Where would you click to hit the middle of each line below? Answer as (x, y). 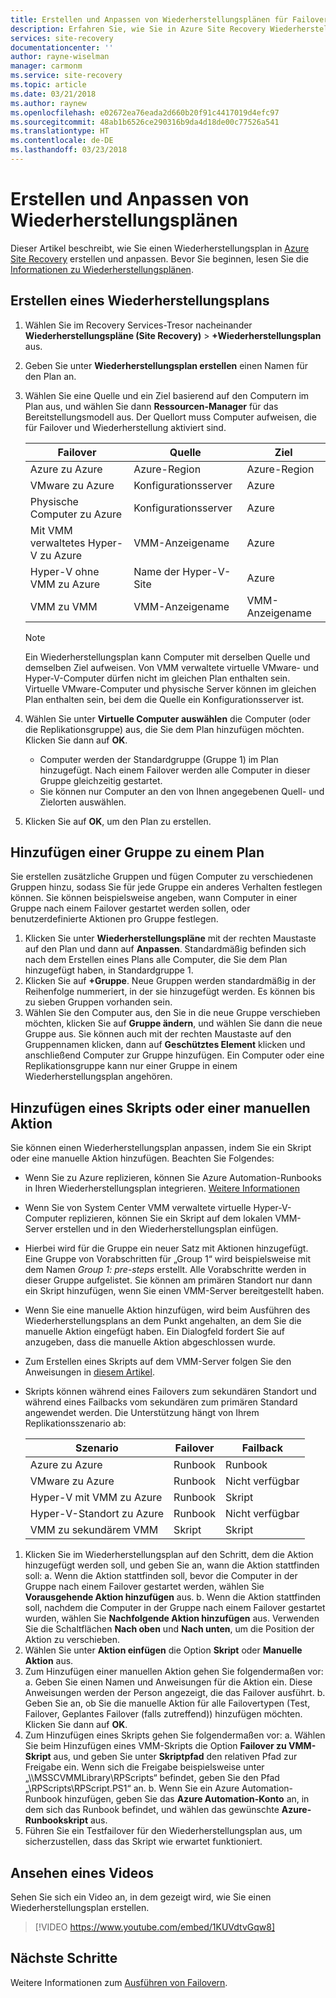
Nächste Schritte (64, 1958)
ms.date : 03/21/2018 (53, 94)
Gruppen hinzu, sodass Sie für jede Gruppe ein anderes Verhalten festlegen (166, 887)
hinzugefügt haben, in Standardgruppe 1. (109, 970)
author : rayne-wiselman (60, 57)
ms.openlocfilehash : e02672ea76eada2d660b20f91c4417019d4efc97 (145, 112)
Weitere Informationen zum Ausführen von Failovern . (119, 1982)
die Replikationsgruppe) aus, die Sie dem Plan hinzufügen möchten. (164, 729)
